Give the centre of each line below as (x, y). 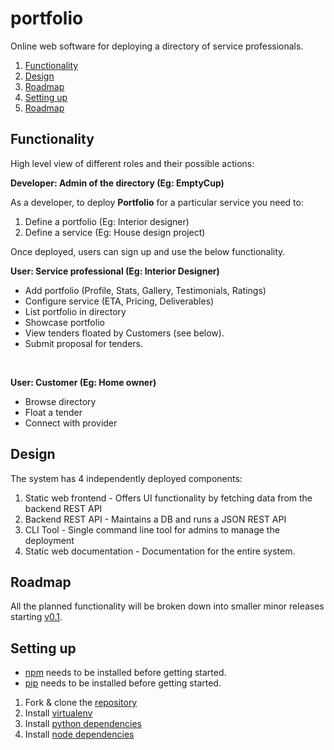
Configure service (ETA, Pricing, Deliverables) (119, 301)
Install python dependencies (83, 724)
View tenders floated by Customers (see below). (124, 333)
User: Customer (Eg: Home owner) (83, 382)
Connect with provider (71, 423)
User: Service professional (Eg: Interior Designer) (115, 271)
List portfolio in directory (75, 311)
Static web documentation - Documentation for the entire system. (160, 551)
